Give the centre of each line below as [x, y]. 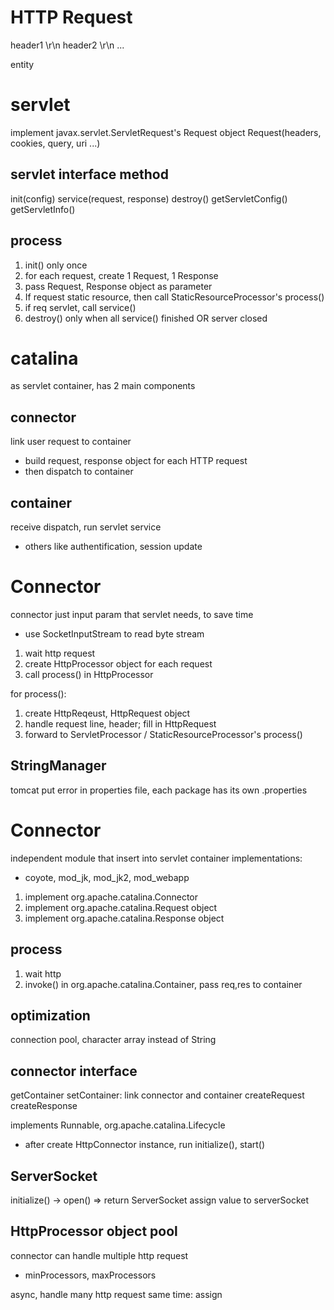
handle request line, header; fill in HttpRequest [120, 724]
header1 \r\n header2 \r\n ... [67, 45]
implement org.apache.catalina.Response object [124, 918]
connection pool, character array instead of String [113, 1040]
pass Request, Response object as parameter [118, 286]
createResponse [44, 1106]
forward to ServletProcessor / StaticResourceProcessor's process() [163, 734]
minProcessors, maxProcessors [90, 1275]
